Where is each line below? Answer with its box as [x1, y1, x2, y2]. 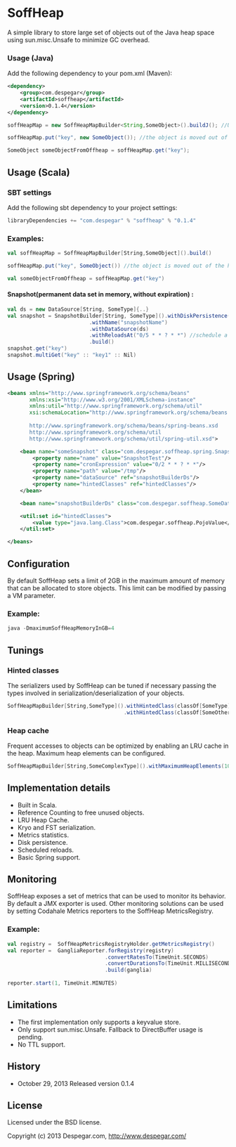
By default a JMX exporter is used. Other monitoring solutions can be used [7, 900, 224, 908]
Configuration [7, 557, 70, 570]
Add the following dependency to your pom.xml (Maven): [7, 69, 173, 78]
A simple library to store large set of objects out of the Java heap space [7, 28, 215, 37]
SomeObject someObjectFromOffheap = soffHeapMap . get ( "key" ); [7, 147, 190, 154]
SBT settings [7, 188, 52, 197]
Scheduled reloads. [17, 845, 74, 854]
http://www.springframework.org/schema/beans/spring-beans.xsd [29, 422, 218, 429]
